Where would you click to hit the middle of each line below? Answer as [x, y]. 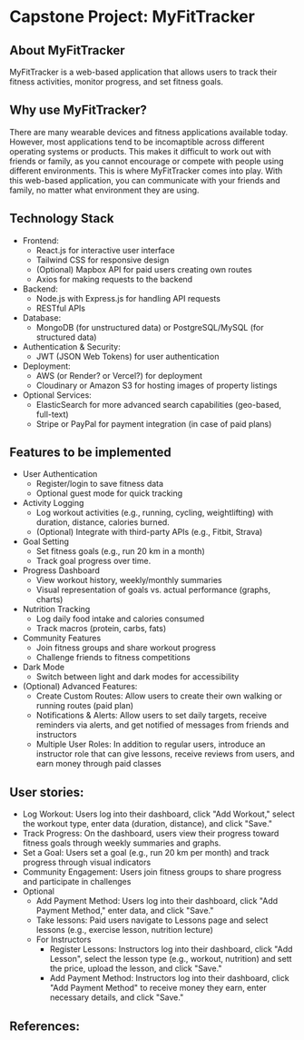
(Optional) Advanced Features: [80, 687]
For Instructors [64, 940]
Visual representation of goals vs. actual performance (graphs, [153, 590]
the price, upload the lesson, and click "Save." [136, 968]
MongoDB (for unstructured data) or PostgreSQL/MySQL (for [150, 327]
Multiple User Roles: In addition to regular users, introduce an [151, 744]
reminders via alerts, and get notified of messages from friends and [162, 725]
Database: [42, 317]
